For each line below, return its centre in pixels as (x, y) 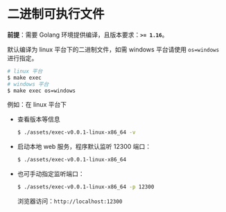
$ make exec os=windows (42, 91)
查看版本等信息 (38, 119)
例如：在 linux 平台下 (37, 105)
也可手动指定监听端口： (51, 174)
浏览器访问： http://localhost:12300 (70, 201)
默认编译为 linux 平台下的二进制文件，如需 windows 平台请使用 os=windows (113, 49)
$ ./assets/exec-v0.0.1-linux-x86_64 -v (76, 132)
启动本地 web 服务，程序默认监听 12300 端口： (84, 147)
